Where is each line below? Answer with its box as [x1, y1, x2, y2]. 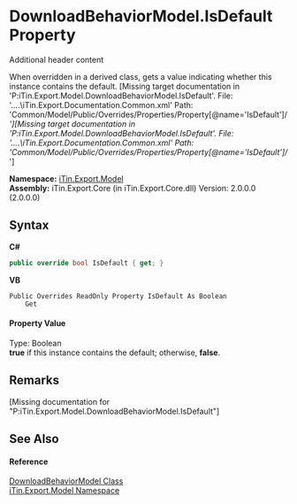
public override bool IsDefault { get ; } [9, 259, 164, 268]
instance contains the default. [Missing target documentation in [9, 81, 240, 91]
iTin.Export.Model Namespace [9, 485, 120, 496]
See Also [9, 431, 59, 446]
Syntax [9, 218, 49, 233]
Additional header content [9, 54, 104, 65]
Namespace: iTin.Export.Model [9, 173, 124, 183]
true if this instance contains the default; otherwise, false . [9, 347, 221, 358]
